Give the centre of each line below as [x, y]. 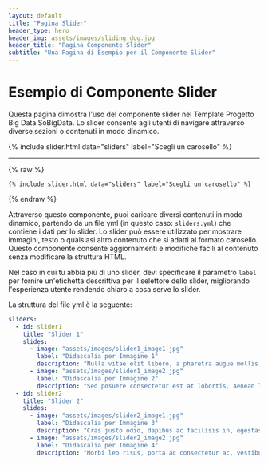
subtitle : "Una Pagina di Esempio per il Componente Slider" [112, 53]
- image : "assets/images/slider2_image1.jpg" [106, 416]
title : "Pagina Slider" [48, 23]
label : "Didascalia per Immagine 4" [98, 445]
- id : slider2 [39, 393]
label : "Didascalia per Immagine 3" [98, 424]
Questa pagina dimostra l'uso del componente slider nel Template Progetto [131, 114]
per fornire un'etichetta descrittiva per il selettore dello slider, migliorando [129, 281]
